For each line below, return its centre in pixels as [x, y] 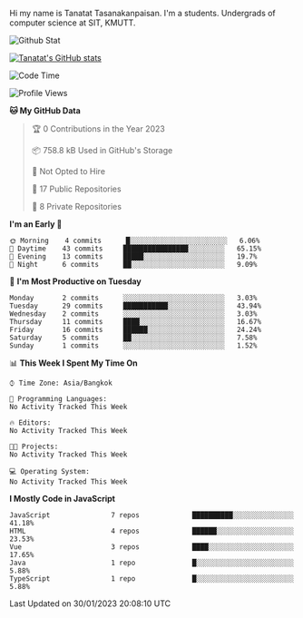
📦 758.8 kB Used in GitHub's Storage [102, 150]
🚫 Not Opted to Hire [68, 171]
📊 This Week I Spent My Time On [73, 363]
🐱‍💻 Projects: [34, 446]
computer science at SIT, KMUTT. [73, 23]
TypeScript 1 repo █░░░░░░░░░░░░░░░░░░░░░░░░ [152, 579]
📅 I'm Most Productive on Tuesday [76, 281]
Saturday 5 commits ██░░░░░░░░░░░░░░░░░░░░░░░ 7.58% [133, 338]
